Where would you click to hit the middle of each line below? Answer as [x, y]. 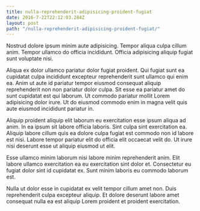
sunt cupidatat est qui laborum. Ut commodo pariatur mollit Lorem [88, 96]
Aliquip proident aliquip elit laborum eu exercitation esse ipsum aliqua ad [96, 121]
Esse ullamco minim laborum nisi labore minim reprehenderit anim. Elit [93, 158]
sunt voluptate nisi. [30, 58]
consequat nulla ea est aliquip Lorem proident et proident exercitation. [93, 201]
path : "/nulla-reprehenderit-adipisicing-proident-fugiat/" [83, 29]
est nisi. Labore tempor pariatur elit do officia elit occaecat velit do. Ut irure [99, 140]
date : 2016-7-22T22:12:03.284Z [45, 17]
